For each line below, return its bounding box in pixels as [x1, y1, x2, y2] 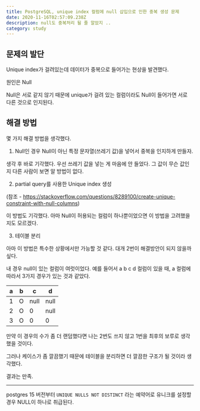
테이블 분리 [14, 232, 41, 239]
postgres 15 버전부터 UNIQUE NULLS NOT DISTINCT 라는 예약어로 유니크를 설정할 [6, 391, 192, 398]
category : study [6, 25, 46, 32]
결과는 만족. [6, 372, 34, 379]
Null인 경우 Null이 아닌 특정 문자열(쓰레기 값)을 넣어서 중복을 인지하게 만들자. [14, 147, 193, 154]
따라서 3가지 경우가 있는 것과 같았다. [6, 272, 90, 279]
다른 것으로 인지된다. [6, 99, 54, 106]
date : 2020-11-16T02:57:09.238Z [6, 14, 86, 20]
